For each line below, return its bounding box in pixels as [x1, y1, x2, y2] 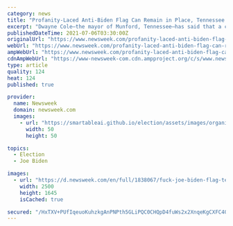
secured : [7, 209, 33, 216]
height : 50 [25, 132, 58, 139]
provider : [7, 94, 36, 101]
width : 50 [25, 125, 54, 132]
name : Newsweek [13, 100, 58, 107]
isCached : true [19, 195, 64, 203]
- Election [13, 151, 45, 158]
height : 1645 [19, 189, 58, 196]
